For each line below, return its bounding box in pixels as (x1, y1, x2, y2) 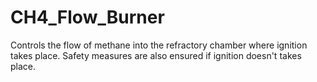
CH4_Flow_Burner (10, 6, 165, 29)
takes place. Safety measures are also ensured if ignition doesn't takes (10, 49, 302, 61)
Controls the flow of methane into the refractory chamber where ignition (10, 39, 308, 51)
